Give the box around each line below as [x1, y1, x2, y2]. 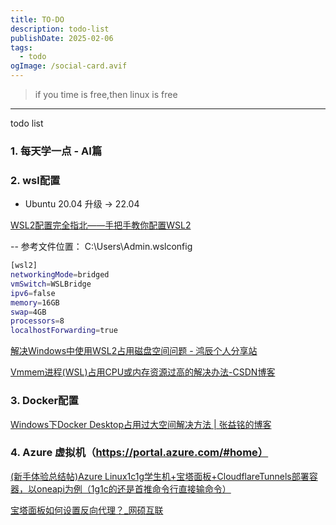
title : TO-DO [10, 14, 65, 25]
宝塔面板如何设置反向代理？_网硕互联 [10, 504, 164, 516]
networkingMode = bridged [10, 270, 110, 280]
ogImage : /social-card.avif [10, 61, 128, 71]
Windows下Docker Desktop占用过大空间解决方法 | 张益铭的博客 [10, 418, 272, 430]
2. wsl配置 [10, 173, 61, 187]
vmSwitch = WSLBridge [10, 279, 92, 289]
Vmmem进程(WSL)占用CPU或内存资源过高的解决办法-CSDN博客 [10, 366, 276, 378]
